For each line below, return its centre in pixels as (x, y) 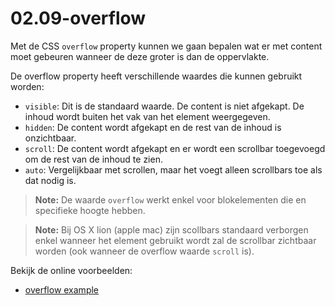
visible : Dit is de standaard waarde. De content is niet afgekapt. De (164, 106)
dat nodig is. (50, 180)
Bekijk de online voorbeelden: (71, 270)
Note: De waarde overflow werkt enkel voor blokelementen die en (170, 199)
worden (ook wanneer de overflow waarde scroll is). (144, 251)
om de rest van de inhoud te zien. (93, 159)
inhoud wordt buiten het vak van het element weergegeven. (147, 116)
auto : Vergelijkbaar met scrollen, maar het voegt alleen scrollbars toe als (173, 169)
